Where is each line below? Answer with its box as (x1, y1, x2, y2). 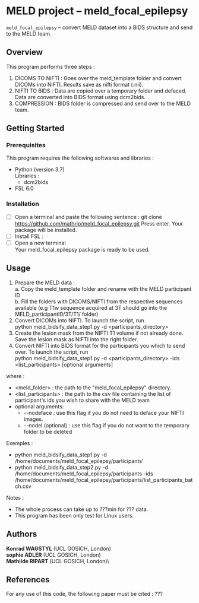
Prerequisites (6, 141, 46, 150)
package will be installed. (14, 226, 77, 233)
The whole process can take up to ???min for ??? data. (14, 506, 149, 513)
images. (23, 415, 43, 423)
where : (6, 372, 25, 379)
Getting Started (6, 123, 65, 134)
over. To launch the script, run (14, 348, 89, 356)
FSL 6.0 (14, 185, 34, 192)
